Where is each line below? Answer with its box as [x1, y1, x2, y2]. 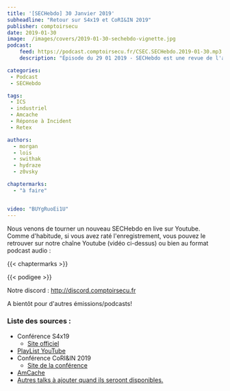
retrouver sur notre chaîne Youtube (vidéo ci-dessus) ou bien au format [7, 239, 209, 247]
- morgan [13, 143, 38, 150]
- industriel [10, 105, 48, 112]
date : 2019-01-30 [7, 29, 57, 36]
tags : [7, 92, 23, 99]
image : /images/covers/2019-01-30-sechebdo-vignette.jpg [7, 36, 176, 43]
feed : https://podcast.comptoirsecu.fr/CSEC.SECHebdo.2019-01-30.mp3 [19, 49, 222, 56]
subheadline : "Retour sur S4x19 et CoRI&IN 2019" [7, 16, 152, 23]
